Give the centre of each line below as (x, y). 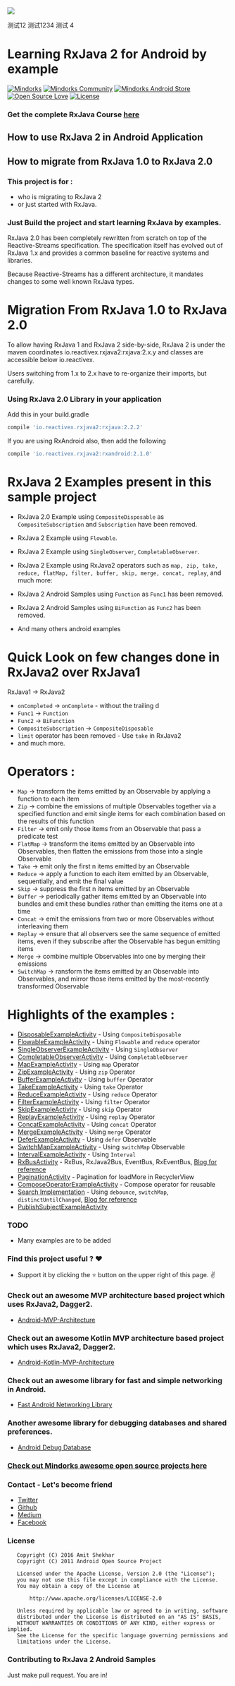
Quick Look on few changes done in (114, 658)
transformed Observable (53, 986)
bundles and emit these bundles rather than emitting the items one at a (120, 904)
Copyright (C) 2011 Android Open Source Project (89, 1562)
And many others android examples (69, 629)
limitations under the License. (64, 1642)
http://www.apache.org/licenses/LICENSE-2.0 (95, 1598)
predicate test (38, 837)
